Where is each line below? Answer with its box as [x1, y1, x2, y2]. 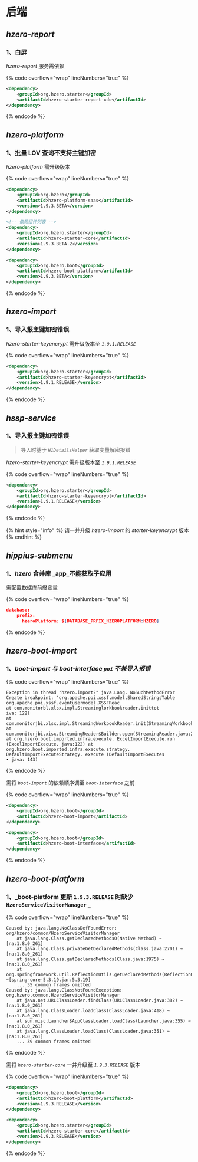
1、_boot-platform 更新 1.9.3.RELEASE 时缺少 [6, 892, 134, 901]
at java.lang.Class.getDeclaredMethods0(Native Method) [16, 935, 157, 941]
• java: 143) [6, 757, 38, 763]
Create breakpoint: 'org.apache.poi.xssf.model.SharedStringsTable [6, 695, 176, 701]
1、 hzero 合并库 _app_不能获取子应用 [6, 569, 112, 577]
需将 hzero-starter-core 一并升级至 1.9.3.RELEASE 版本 [6, 1061, 140, 1068]
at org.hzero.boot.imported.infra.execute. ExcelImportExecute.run [6, 736, 176, 742]
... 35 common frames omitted [16, 982, 91, 988]
